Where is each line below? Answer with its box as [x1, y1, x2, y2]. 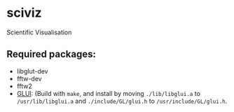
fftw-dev [16, 74, 43, 83]
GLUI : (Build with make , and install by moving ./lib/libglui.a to [16, 89, 201, 97]
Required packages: [6, 48, 96, 60]
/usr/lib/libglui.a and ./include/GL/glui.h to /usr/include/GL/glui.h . [16, 97, 228, 105]
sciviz [6, 5, 43, 21]
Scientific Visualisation [6, 28, 72, 36]
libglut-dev [16, 66, 48, 75]
